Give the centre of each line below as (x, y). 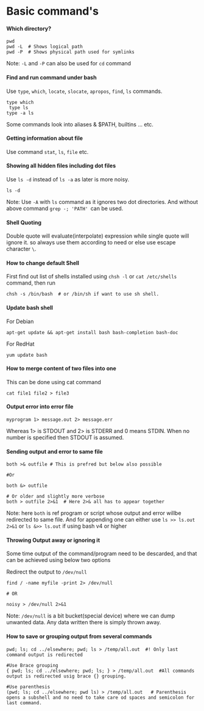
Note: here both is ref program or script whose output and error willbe (94, 513)
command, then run (31, 283)
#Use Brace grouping (33, 665)
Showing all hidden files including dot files (61, 166)
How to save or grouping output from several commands (79, 636)
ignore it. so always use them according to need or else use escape (91, 242)
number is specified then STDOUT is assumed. (65, 437)
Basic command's (53, 11)
